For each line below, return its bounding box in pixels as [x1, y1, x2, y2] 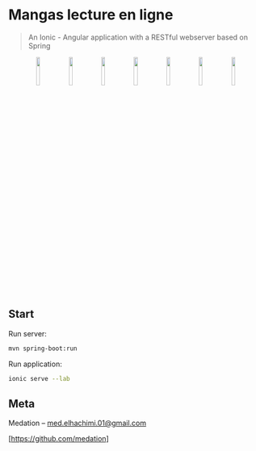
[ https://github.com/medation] [8, 434, 109, 444]
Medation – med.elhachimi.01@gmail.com [8, 418, 147, 428]
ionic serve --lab [8, 374, 70, 382]
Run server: [8, 328, 47, 338]
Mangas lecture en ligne [8, 6, 174, 24]
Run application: [8, 359, 62, 369]
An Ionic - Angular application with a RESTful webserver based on [27, 32, 249, 42]
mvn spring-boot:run [8, 345, 78, 353]
